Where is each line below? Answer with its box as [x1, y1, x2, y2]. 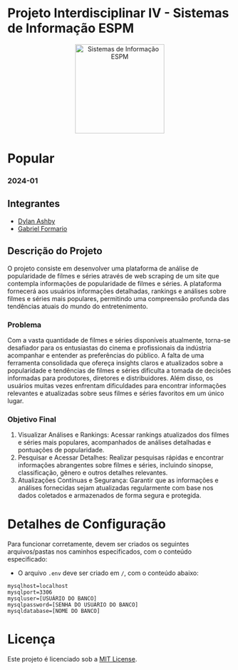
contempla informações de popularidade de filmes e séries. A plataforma [7, 279, 222, 288]
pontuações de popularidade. [17, 446, 105, 455]
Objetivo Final [7, 414, 57, 424]
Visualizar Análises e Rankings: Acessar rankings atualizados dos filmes [17, 430, 229, 440]
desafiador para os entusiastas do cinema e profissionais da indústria [7, 343, 212, 352]
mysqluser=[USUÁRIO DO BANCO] [7, 595, 98, 602]
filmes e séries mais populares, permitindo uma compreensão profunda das [7, 294, 229, 303]
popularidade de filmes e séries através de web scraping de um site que [7, 271, 219, 280]
